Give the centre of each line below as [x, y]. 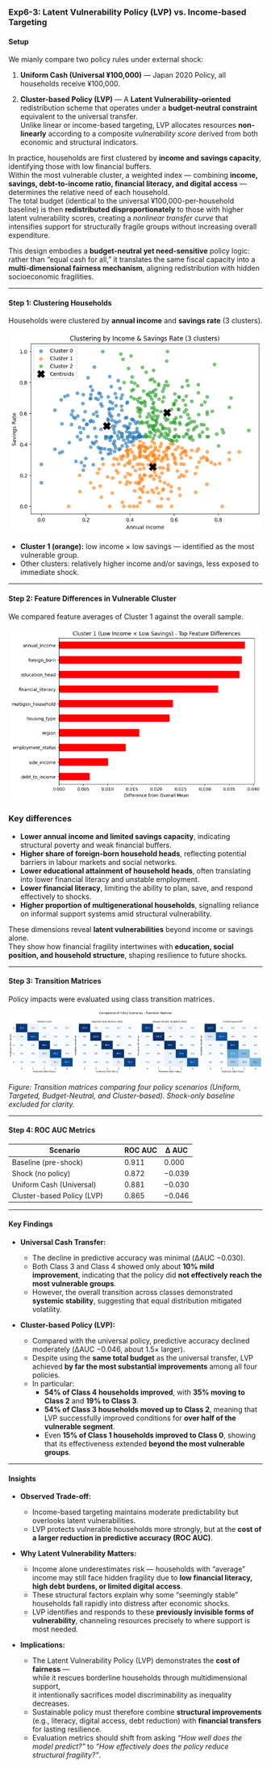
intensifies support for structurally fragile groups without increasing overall [133, 227]
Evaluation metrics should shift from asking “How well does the [137, 1738]
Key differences [40, 819]
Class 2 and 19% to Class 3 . [91, 1401]
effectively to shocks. [56, 897]
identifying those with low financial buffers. [80, 167]
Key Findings [31, 1224]
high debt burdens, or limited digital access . [107, 1586]
